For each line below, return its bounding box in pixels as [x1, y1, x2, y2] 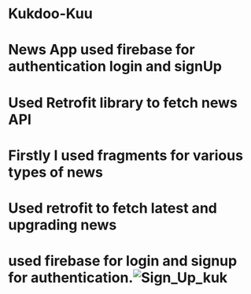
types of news [8, 163, 104, 181]
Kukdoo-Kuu [8, 5, 93, 23]
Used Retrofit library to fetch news [8, 94, 238, 111]
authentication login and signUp [8, 58, 223, 76]
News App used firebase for [8, 41, 195, 59]
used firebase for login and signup [8, 252, 238, 270]
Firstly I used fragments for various [8, 147, 244, 164]
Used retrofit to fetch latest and [8, 199, 218, 217]
